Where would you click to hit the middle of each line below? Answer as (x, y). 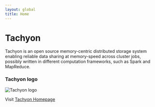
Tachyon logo (21, 79)
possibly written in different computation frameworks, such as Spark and (78, 61)
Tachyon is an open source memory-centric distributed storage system (76, 51)
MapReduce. (18, 67)
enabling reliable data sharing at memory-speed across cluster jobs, (73, 57)
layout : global (20, 9)
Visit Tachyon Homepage (30, 99)
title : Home (17, 14)
